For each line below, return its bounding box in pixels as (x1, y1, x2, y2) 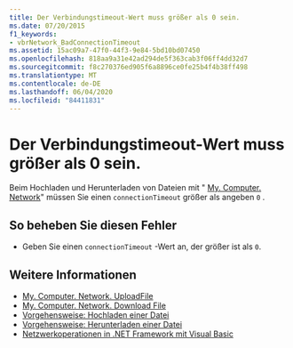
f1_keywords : (9, 29, 58, 38)
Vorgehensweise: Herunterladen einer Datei (21, 319, 183, 329)
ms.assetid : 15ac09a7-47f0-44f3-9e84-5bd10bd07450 (9, 46, 201, 55)
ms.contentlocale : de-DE (9, 79, 101, 88)
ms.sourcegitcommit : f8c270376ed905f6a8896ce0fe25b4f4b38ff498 (9, 63, 249, 72)
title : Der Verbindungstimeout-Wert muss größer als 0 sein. (9, 12, 241, 22)
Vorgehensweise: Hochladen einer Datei (21, 309, 170, 320)
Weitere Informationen (9, 267, 138, 282)
